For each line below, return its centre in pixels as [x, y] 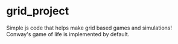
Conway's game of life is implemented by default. [68, 34]
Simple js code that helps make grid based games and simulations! [89, 28]
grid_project [38, 11]
